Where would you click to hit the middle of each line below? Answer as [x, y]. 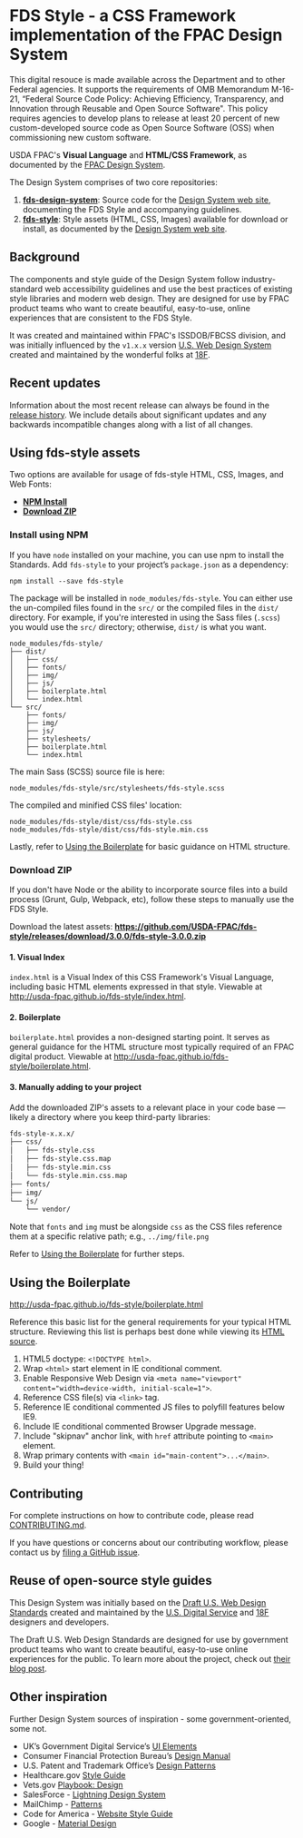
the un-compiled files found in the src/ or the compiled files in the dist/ [144, 607]
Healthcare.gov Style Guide [74, 1774]
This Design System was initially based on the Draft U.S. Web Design [138, 1602]
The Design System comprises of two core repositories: [113, 182]
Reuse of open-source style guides [111, 1581]
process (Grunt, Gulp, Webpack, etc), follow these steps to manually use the [152, 899]
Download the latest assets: [61, 926]
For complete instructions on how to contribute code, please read [132, 1515]
